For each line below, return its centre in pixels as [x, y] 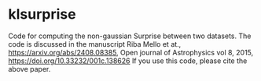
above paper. [29, 69]
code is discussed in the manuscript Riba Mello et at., [95, 44]
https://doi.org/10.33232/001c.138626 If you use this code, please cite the [128, 61]
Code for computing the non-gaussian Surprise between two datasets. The [130, 36]
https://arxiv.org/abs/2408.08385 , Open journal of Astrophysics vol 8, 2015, [131, 52]
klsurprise [42, 14]
